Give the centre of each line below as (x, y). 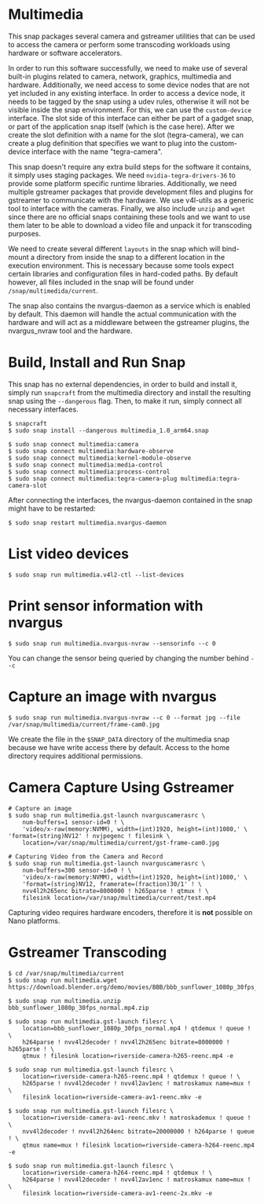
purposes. (25, 233)
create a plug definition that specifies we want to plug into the (108, 143)
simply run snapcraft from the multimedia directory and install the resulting (130, 392)
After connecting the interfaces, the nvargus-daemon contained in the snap (130, 500)
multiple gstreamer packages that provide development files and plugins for (131, 192)
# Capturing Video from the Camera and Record (86, 856)
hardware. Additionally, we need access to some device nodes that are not (129, 85)
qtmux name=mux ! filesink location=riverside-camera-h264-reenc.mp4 (139, 1145)
